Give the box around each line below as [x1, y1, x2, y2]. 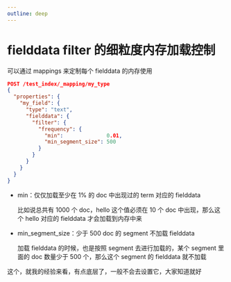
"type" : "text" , [25, 106, 73, 113]
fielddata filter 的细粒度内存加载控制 [7, 42, 216, 58]
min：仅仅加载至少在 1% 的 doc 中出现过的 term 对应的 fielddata [17, 190, 201, 199]
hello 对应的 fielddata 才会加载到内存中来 [25, 214, 142, 222]
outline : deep [7, 10, 49, 17]
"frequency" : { [37, 126, 82, 133]
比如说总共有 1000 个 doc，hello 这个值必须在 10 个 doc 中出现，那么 [17, 206, 215, 214]
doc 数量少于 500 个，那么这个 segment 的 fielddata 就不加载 [31, 252, 207, 260]
